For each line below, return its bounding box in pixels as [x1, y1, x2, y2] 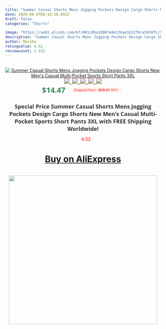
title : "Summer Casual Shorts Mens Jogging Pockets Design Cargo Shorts [5, 7, 158, 12]
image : [5, 30, 19, 35]
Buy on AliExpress [44, 154, 122, 165]
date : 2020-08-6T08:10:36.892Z [5, 12, 70, 17]
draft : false [5, 16, 32, 21]
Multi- [140, 110, 157, 118]
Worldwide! [67, 124, 99, 133]
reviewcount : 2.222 [5, 48, 45, 54]
